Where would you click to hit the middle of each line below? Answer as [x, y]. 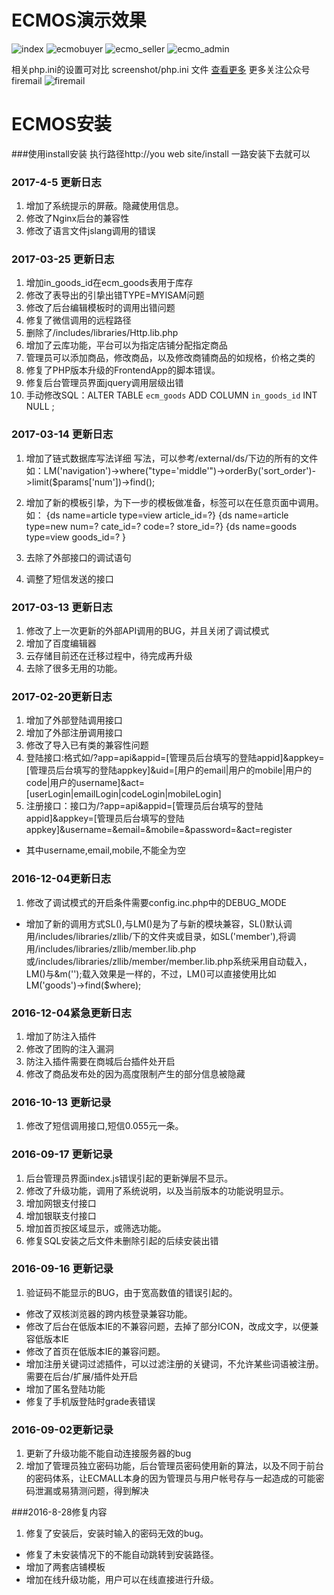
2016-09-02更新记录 [62, 1429]
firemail [27, 80]
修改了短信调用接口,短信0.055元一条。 [104, 1126]
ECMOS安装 [61, 124]
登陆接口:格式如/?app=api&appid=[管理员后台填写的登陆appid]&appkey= [175, 758]
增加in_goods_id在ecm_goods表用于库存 [109, 283]
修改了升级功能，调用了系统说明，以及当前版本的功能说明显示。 [157, 1190]
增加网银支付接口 [61, 1203]
